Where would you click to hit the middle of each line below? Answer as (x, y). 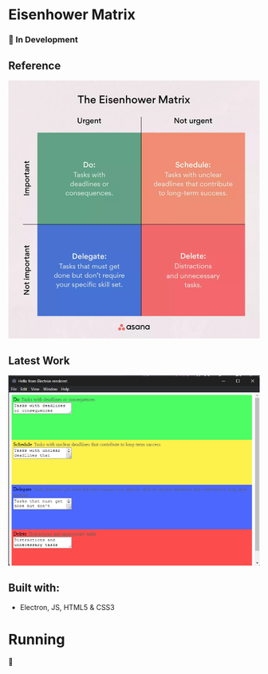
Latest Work (39, 361)
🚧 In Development (43, 40)
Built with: (34, 588)
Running (37, 640)
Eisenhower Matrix (72, 15)
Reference (35, 65)
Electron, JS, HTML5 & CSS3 (67, 607)
